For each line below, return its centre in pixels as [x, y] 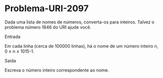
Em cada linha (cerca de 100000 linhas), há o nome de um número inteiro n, [81, 46]
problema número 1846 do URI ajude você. [48, 27]
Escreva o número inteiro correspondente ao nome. [57, 70]
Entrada [13, 37]
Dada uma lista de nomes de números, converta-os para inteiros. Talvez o [80, 22]
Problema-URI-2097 [47, 9]
